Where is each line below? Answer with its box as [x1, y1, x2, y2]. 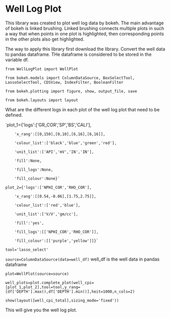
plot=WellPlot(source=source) [5, 271, 70, 276]
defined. [5, 112, 23, 118]
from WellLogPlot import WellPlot [5, 67, 79, 72]
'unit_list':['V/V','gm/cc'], [14, 211, 79, 216]
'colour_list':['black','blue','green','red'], [14, 140, 117, 145]
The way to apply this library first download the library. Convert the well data [5, 46, 165, 52]
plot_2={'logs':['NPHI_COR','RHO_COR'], [5, 185, 92, 190]
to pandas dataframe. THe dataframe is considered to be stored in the [5, 51, 152, 57]
